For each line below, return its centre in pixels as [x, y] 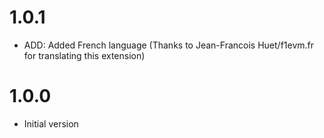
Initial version [51, 123]
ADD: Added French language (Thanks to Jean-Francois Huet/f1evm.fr [169, 45]
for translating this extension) [84, 55]
